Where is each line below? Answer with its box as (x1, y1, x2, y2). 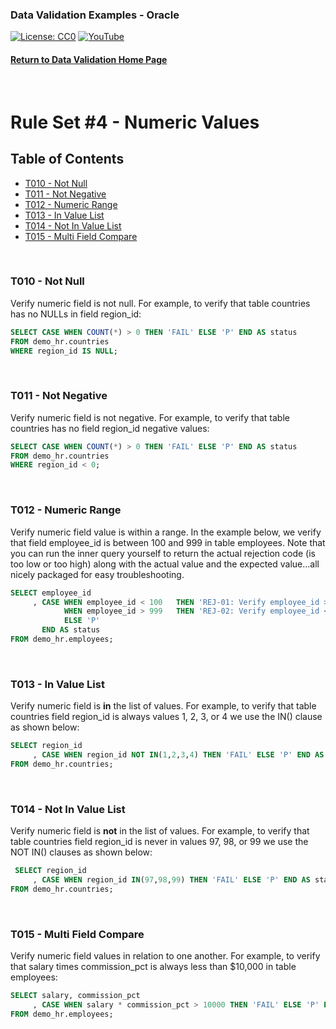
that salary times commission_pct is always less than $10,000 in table (10, 961, 297, 973)
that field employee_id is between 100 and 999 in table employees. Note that (10, 536, 326, 548)
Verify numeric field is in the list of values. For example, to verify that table (10, 700, 317, 712)
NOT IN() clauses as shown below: (10, 846, 153, 858)
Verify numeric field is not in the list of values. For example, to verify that (10, 825, 310, 837)
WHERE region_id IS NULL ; (10, 346, 118, 356)
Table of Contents (10, 151, 125, 168)
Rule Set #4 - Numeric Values (10, 111, 260, 133)
